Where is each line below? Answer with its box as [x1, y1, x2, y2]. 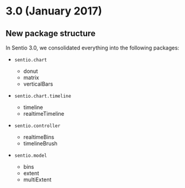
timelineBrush [23, 140, 58, 147]
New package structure [5, 28, 96, 39]
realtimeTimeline [23, 110, 64, 117]
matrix [23, 74, 40, 81]
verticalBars [23, 80, 53, 87]
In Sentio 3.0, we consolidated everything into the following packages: [5, 44, 180, 51]
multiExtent [23, 176, 52, 183]
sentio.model [14, 152, 47, 158]
